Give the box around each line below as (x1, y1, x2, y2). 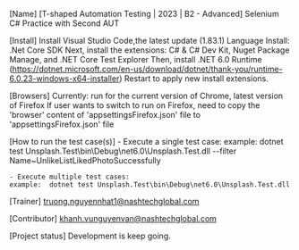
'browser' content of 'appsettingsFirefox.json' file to (9, 110, 201, 120)
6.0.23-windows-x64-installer (9, 73, 120, 84)
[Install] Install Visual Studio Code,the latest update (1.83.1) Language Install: (9, 36, 290, 46)
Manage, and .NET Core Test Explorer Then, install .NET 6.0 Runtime (9, 54, 262, 64)
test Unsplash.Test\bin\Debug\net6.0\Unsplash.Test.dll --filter (9, 146, 237, 156)
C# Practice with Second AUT (9, 18, 119, 29)
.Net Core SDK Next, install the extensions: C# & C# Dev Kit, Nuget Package (9, 45, 290, 55)
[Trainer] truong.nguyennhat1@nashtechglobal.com (9, 196, 200, 206)
